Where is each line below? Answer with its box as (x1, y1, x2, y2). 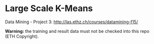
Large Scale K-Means (5, 3, 93, 14)
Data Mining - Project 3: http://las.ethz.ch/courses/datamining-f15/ (5, 19, 138, 25)
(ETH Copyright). (5, 33, 39, 39)
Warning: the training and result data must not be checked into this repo (5, 28, 150, 34)
